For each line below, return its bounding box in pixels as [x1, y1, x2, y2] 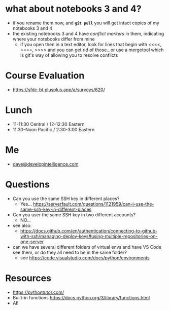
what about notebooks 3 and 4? [5, 3, 142, 15]
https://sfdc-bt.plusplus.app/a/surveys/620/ [12, 87, 105, 93]
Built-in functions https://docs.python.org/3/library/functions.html [12, 294, 150, 300]
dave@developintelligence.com [12, 161, 79, 167]
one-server [20, 239, 44, 245]
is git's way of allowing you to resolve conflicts [20, 52, 118, 58]
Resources [5, 272, 52, 284]
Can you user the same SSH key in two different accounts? [12, 211, 136, 218]
